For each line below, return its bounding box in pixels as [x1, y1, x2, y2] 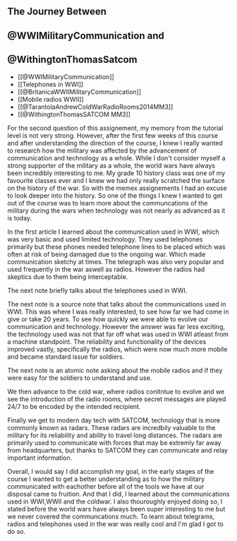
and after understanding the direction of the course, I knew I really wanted [7, 138, 224, 147]
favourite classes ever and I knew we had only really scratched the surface [7, 176, 225, 184]
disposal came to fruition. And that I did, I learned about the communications [7, 489, 230, 498]
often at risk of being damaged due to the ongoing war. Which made [7, 250, 206, 258]
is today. [7, 213, 32, 222]
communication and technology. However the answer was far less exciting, [7, 322, 226, 331]
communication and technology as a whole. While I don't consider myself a [7, 153, 226, 162]
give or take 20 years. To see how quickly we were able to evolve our [7, 314, 209, 323]
